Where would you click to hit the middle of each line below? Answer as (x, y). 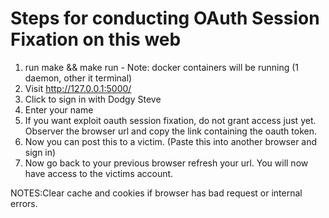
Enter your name (59, 109)
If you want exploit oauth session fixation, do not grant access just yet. (170, 120)
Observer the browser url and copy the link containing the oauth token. (170, 131)
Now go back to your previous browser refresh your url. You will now (166, 163)
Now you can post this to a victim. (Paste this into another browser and (171, 141)
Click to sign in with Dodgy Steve (93, 99)
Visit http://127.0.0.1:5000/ (78, 88)
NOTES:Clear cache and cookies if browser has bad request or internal (156, 193)
